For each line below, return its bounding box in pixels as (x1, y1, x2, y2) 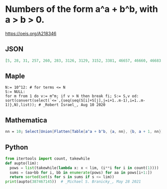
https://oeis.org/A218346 (5, 30, 57, 36)
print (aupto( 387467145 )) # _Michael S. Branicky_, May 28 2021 (5, 179, 141, 185)
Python (5, 143, 28, 151)
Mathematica (5, 116, 47, 124)
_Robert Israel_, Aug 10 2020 (43, 102, 106, 107)
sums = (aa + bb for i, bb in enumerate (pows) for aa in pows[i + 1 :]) (9, 170, 153, 175)
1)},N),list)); (5, 102, 37, 107)
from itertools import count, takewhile (5, 156, 90, 161)
